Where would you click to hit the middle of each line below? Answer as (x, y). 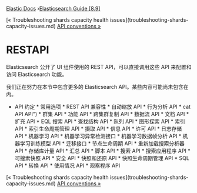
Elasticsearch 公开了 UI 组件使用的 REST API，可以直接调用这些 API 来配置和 (99, 66)
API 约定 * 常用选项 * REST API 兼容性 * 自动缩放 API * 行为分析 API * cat (103, 107)
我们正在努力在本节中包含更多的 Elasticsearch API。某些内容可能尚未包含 (95, 86)
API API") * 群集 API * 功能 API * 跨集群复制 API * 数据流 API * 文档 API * (102, 114)
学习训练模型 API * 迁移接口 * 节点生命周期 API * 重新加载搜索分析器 (102, 143)
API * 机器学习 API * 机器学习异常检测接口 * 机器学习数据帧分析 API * (98, 136)
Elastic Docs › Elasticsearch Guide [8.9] (53, 9)
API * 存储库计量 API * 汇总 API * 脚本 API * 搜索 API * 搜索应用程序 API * (103, 151)
